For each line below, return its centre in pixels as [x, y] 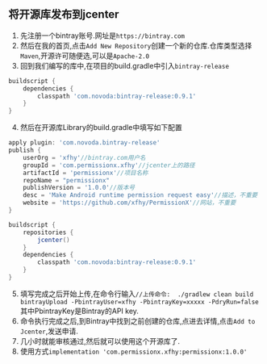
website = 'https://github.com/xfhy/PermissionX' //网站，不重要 [129, 203]
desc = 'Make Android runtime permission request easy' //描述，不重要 [140, 195]
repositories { [48, 232]
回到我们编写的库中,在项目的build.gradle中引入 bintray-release [125, 65]
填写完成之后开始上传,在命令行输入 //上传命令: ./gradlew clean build [137, 294]
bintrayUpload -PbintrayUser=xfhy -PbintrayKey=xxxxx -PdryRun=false [140, 302]
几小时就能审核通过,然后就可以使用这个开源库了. [100, 341]
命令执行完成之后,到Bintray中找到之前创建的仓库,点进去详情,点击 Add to [138, 320]
